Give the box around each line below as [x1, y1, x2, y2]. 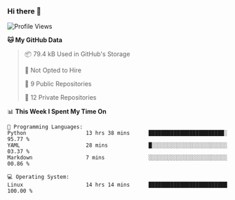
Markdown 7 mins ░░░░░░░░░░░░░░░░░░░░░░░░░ [7, 154, 228, 161]
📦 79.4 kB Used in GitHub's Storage [24, 50, 130, 58]
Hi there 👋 [7, 6, 42, 16]
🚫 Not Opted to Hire [24, 66, 82, 74]
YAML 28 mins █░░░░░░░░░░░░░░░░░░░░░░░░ [7, 142, 228, 149]
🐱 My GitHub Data [7, 36, 63, 44]
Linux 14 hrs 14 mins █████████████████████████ [7, 182, 228, 189]
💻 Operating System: [7, 173, 70, 181]
